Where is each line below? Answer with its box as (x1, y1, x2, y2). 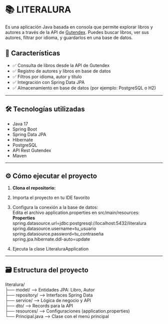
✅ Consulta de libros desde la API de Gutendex (12, 62, 110, 68)
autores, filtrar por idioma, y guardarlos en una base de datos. (5, 34, 133, 40)
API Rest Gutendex (12, 147, 51, 153)
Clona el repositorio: (12, 185, 56, 191)
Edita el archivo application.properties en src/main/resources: (12, 209, 140, 215)
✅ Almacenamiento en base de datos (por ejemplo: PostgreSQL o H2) (12, 84, 156, 90)
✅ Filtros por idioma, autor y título (12, 73, 82, 79)
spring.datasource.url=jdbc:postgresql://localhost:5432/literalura (12, 220, 146, 226)
